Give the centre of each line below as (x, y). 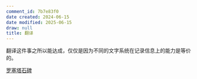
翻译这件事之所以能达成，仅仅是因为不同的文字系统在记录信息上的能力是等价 (98, 51)
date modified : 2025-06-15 (39, 22)
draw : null (19, 28)
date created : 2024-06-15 (38, 17)
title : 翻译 (20, 33)
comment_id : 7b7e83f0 (33, 11)
